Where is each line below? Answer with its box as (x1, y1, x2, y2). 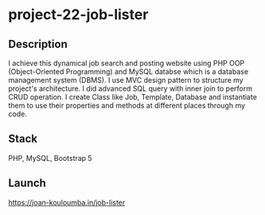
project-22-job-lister (8, 6, 149, 24)
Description (8, 37, 68, 51)
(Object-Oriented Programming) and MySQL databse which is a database (8, 67, 249, 76)
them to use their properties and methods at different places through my (8, 101, 245, 110)
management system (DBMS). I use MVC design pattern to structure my (8, 76, 244, 84)
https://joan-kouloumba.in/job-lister (8, 197, 126, 207)
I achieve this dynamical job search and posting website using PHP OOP (8, 58, 245, 68)
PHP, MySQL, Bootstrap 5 (8, 153, 93, 162)
